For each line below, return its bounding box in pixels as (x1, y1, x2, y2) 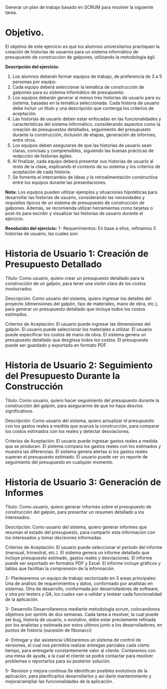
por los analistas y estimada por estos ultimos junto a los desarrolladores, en (5, 622, 163, 628)
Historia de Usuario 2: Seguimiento (5, 360, 153, 371)
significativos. (5, 408, 34, 414)
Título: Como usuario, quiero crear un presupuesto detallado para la (5, 275, 145, 281)
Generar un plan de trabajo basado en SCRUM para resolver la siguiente (5, 4, 154, 10)
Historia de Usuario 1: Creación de (5, 248, 149, 259)
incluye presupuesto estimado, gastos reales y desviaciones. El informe (5, 555, 153, 561)
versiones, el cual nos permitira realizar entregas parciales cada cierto (5, 642, 150, 648)
